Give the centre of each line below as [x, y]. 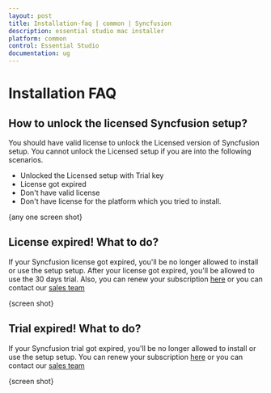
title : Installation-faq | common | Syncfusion [90, 23]
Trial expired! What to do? [75, 329]
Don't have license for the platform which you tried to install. [121, 201]
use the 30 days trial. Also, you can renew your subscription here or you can [135, 279]
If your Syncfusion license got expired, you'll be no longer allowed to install [133, 262]
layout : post [30, 16]
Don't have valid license [60, 192]
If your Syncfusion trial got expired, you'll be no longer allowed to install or [132, 348]
